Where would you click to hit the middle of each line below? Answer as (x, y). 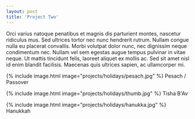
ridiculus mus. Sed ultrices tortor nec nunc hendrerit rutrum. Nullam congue (97, 40)
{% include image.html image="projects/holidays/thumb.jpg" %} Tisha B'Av (97, 93)
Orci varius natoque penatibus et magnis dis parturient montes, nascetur (94, 33)
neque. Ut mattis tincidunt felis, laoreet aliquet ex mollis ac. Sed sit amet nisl (98, 58)
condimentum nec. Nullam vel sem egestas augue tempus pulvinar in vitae (96, 52)
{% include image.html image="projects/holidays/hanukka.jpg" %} (86, 104)
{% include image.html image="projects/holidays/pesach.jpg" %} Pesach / (96, 76)
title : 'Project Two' (32, 17)
